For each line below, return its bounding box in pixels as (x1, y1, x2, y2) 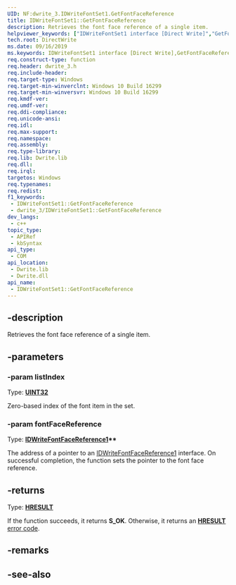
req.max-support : (7, 128, 58, 135)
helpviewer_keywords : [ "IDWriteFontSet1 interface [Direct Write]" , (7, 30, 212, 37)
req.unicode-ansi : (7, 115, 61, 122)
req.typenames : (7, 180, 52, 187)
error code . (7, 524, 40, 532)
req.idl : (7, 121, 33, 129)
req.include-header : (7, 69, 68, 76)
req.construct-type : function (7, 56, 96, 63)
